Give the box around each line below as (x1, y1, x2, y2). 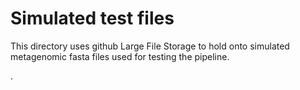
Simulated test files (10, 7, 175, 30)
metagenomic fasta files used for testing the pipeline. (10, 50, 230, 62)
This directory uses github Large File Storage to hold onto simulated (10, 40, 290, 52)
